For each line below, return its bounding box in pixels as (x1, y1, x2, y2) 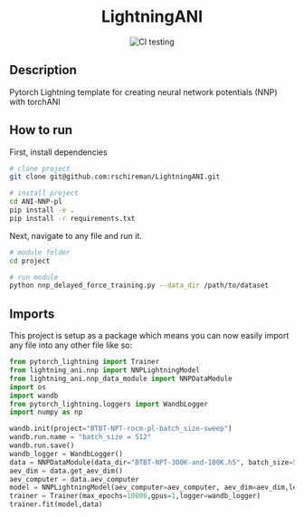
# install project (9, 188, 79, 198)
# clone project (9, 164, 71, 173)
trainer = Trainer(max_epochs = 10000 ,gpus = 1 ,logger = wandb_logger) (9, 492, 261, 501)
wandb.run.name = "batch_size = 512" (9, 433, 152, 442)
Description (9, 62, 77, 78)
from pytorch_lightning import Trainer (9, 358, 160, 367)
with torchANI (9, 96, 61, 107)
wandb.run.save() (9, 441, 75, 450)
